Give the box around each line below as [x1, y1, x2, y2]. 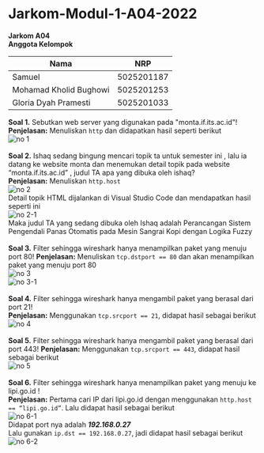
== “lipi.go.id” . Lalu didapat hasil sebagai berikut [8, 402, 175, 412]
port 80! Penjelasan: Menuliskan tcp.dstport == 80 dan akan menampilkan [8, 251, 255, 261]
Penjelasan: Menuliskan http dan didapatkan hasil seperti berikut [8, 126, 222, 135]
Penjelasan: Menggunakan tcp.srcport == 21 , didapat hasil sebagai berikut [8, 310, 257, 320]
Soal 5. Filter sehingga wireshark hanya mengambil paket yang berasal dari [8, 335, 254, 345]
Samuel [12, 71, 40, 82]
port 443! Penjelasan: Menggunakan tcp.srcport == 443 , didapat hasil [8, 344, 240, 353]
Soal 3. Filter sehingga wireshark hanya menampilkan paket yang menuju [8, 243, 247, 253]
